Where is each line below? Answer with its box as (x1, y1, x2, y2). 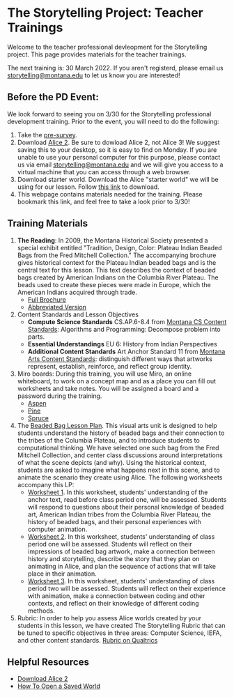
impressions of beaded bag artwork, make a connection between (27, 547, 216, 556)
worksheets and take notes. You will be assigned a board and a (17, 384, 199, 392)
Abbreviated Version (27, 302, 87, 311)
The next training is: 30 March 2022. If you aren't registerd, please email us (7, 63, 224, 72)
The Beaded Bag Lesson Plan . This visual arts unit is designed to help (17, 421, 217, 429)
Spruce (27, 413, 49, 422)
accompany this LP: (17, 480, 75, 489)
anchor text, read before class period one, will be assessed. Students (27, 495, 227, 503)
